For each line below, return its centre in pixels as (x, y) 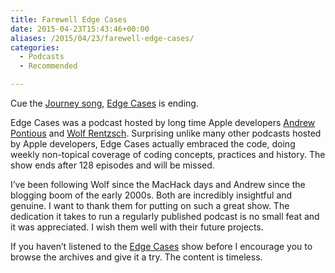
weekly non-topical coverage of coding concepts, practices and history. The (168, 154)
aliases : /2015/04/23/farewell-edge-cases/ (102, 38)
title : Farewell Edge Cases (69, 19)
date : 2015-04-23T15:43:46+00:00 (80, 29)
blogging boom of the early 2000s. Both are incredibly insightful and (151, 195)
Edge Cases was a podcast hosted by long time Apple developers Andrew (163, 122)
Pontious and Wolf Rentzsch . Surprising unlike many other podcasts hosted (166, 133)
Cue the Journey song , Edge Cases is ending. (104, 103)
